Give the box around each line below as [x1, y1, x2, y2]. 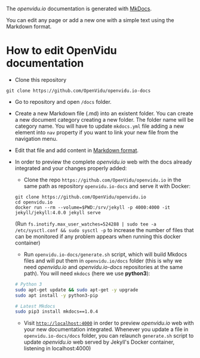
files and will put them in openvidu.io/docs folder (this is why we [23, 257, 182, 264]
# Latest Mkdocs [14, 303, 56, 309]
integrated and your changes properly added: [14, 164, 127, 172]
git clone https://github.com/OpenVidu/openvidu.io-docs [6, 88, 151, 94]
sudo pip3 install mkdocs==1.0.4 [14, 308, 99, 315]
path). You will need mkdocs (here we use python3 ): [23, 270, 150, 277]
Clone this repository [14, 76, 67, 83]
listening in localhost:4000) [23, 345, 91, 352]
